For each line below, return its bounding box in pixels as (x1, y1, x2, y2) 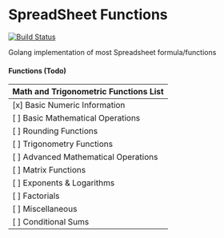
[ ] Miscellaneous (12, 204, 78, 215)
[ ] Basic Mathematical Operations (12, 113, 141, 124)
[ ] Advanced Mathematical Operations (12, 152, 158, 163)
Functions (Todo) (8, 65, 66, 75)
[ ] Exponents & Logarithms (12, 177, 115, 188)
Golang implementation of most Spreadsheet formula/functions (8, 47, 217, 57)
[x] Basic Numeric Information (12, 100, 126, 111)
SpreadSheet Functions (8, 6, 168, 24)
